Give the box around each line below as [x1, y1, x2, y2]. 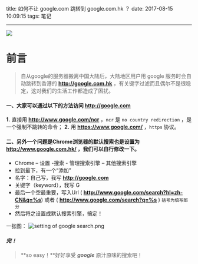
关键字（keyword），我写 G [14, 181, 80, 189]
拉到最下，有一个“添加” [14, 167, 72, 174]
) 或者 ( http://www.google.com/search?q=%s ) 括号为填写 [41, 196, 184, 203]
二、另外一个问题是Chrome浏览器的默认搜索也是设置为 [6, 138, 140, 145]
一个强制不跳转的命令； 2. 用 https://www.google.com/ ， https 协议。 [6, 123, 180, 131]
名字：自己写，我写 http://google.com [14, 174, 109, 181]
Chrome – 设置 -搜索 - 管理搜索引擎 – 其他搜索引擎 [14, 160, 137, 167]
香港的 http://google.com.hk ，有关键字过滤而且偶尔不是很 [41, 80, 186, 87]
